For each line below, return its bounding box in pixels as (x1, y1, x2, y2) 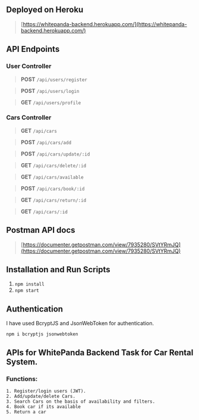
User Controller (6, 62, 52, 70)
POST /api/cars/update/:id (20, 150, 90, 157)
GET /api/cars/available (20, 173, 84, 181)
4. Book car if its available (6, 403, 81, 410)
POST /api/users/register (20, 76, 88, 83)
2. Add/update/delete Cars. (6, 393, 76, 399)
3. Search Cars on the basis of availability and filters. (6, 399, 156, 405)
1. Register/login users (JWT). (6, 388, 86, 394)
